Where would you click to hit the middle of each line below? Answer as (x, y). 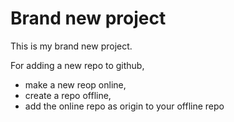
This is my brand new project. (71, 46)
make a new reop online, (75, 84)
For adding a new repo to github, (77, 65)
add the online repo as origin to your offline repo (124, 106)
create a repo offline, (68, 95)
